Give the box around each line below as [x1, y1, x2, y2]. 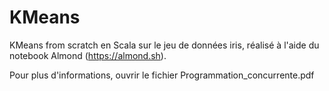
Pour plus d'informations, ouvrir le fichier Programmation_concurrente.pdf [9, 69, 315, 81]
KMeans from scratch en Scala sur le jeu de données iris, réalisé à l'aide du [9, 39, 320, 51]
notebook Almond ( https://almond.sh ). [9, 49, 167, 61]
